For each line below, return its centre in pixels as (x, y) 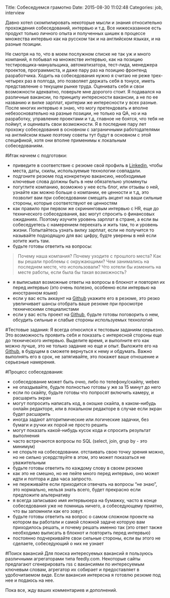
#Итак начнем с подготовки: (36, 155)
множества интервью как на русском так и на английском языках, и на (83, 39)
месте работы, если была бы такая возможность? (72, 272)
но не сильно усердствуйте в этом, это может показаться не (79, 457)
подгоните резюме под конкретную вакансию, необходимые (79, 176)
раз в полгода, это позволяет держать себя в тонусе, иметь (90, 81)
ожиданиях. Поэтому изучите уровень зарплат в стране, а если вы (86, 219)
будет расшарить (31, 414)
